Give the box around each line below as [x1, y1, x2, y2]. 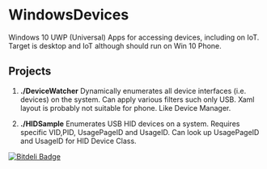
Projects [8, 65, 52, 78]
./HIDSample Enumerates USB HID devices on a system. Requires [19, 119, 240, 129]
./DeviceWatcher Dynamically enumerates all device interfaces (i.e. [19, 86, 247, 95]
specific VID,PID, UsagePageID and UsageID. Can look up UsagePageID [19, 127, 260, 137]
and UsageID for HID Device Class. [19, 136, 137, 146]
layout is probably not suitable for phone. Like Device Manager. [19, 103, 231, 112]
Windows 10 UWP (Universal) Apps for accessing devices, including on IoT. [8, 32, 260, 42]
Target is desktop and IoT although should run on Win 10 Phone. [8, 40, 222, 50]
